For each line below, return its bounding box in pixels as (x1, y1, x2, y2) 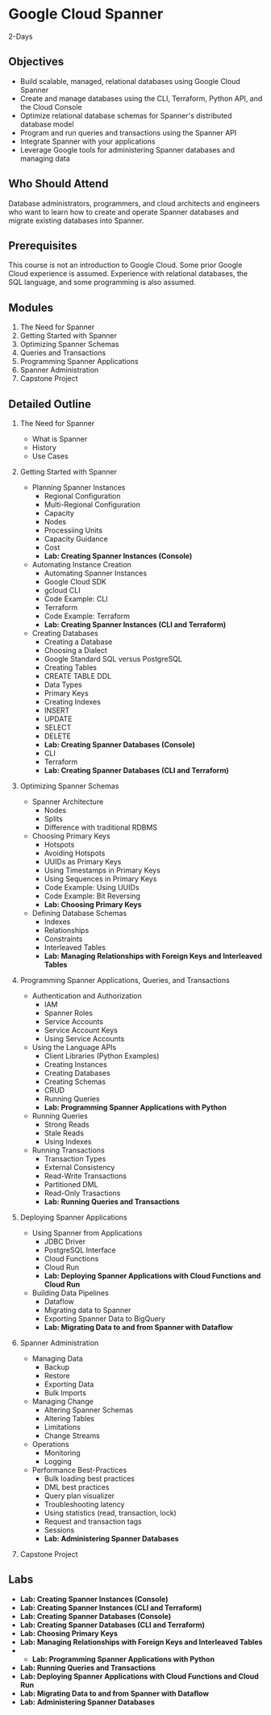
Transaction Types (44, 1154, 106, 1163)
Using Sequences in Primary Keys (44, 874, 157, 884)
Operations (31, 1440, 70, 1449)
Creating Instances (44, 1060, 107, 1069)
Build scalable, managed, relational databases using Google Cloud (19, 76, 240, 86)
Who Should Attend (8, 177, 109, 190)
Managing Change (31, 1397, 94, 1406)
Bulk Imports (44, 1388, 87, 1397)
